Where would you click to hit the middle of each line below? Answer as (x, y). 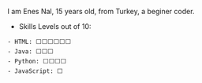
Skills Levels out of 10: (55, 26)
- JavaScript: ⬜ (36, 71)
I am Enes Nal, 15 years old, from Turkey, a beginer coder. (101, 11)
